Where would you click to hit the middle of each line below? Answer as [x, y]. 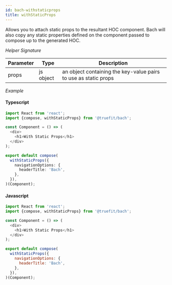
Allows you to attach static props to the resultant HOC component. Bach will [85, 29]
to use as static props [88, 78]
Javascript [17, 196]
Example [15, 91]
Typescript [17, 103]
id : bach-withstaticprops [33, 10]
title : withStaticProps [31, 15]
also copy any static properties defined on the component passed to [78, 35]
